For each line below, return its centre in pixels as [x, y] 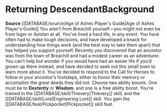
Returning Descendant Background [80, 9]
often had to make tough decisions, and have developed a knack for [76, 40]
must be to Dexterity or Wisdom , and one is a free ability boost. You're [79, 88]
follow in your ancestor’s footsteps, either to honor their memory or [75, 77]
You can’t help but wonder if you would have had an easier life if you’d [78, 61]
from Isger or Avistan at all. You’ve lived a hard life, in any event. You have [82, 34]
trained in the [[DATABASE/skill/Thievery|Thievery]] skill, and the [73, 93]
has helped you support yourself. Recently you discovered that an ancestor [83, 50]
